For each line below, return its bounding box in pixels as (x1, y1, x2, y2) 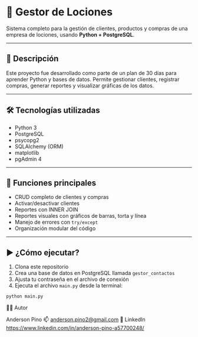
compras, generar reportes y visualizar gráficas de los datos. (6, 82, 154, 89)
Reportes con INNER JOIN (14, 206, 78, 213)
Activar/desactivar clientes (14, 200, 80, 207)
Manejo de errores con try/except (14, 218, 98, 226)
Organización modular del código (14, 225, 96, 232)
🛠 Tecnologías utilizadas (6, 106, 100, 116)
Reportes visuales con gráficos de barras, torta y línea (14, 212, 147, 220)
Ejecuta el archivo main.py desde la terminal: (14, 282, 123, 289)
